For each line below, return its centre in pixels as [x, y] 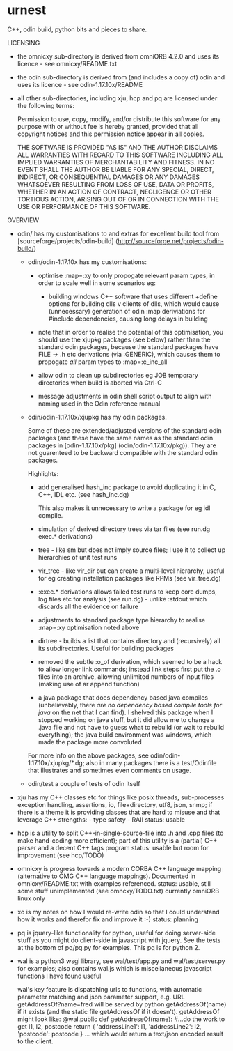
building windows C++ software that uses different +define [133, 296]
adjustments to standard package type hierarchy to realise [122, 620]
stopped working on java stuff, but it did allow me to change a [126, 719]
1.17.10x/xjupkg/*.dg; [56, 762]
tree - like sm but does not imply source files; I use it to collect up [132, 550]
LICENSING [24, 43]
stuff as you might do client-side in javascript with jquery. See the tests [119, 940]
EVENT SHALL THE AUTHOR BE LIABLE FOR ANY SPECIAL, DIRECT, [115, 169]
